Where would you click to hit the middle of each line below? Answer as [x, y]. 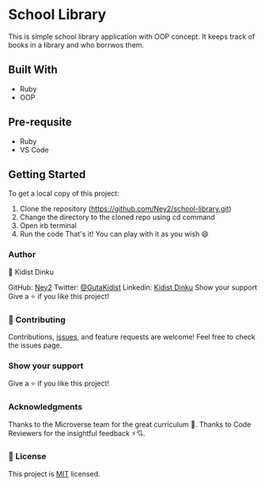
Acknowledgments [45, 407]
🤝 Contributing [37, 320]
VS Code [34, 150]
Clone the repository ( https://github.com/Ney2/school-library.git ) [125, 209]
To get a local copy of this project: [64, 194]
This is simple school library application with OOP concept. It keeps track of [132, 36]
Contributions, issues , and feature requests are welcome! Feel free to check [132, 336]
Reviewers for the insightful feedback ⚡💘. [77, 433]
